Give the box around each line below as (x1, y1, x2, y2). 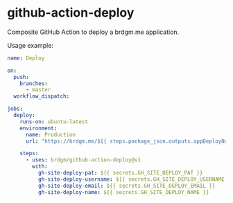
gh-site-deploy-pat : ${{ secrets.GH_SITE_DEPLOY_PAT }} (37, 170, 203, 177)
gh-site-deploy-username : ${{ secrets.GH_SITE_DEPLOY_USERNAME (37, 175, 225, 183)
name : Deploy (7, 54, 45, 62)
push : (13, 73, 30, 80)
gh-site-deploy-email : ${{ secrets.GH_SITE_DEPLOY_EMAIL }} (37, 182, 216, 189)
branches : (19, 80, 49, 87)
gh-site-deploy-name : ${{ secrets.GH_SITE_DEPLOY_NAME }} (37, 188, 209, 195)
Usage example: (7, 41, 54, 49)
